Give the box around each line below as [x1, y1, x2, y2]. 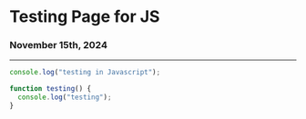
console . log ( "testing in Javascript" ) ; [9, 68, 161, 77]
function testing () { [9, 84, 92, 94]
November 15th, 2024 [9, 39, 107, 52]
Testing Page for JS [9, 6, 160, 27]
